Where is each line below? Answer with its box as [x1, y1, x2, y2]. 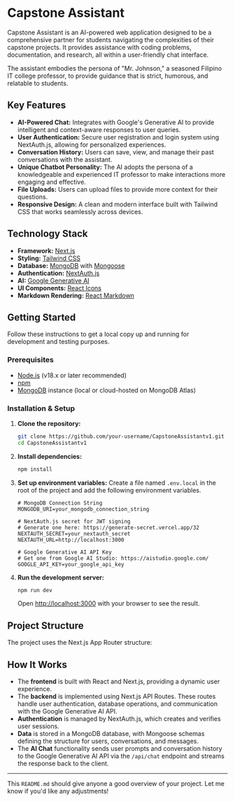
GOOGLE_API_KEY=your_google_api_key [17, 561, 124, 568]
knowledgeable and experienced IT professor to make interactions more [17, 170, 226, 178]
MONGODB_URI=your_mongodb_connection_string [17, 505, 150, 513]
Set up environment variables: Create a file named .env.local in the [17, 479, 217, 487]
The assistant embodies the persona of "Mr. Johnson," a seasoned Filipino [7, 64, 222, 72]
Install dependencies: [17, 452, 83, 460]
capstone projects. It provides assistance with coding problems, [7, 43, 192, 51]
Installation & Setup [7, 403, 76, 413]
